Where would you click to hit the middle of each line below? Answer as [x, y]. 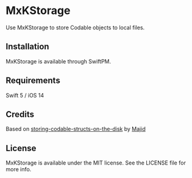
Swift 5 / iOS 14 [25, 95]
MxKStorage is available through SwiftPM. [59, 61]
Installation [27, 47]
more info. [19, 169]
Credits [20, 114]
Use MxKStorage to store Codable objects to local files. [75, 27]
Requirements [33, 81]
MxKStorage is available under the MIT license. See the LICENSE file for [96, 163]
